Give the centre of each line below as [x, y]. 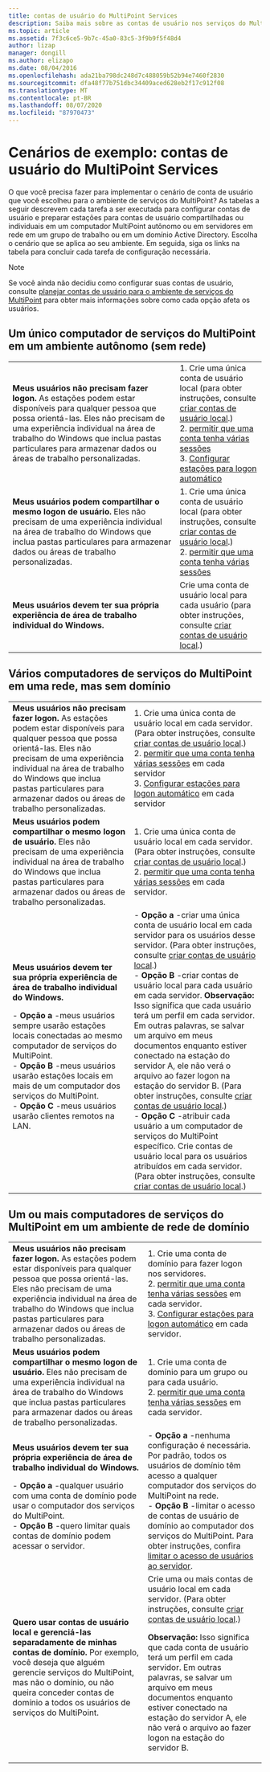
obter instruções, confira [194, 1546]
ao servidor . [170, 1566]
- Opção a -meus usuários [64, 1015]
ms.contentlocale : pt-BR [50, 98]
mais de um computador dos [66, 1086]
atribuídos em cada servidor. [188, 1166]
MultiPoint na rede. [183, 1496]
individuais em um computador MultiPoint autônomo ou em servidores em [131, 226]
